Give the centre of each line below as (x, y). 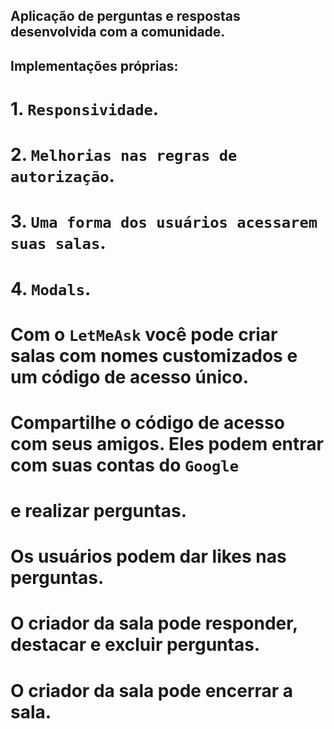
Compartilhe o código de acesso (147, 422)
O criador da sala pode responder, (154, 623)
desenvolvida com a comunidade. (118, 32)
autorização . (62, 176)
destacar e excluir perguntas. (135, 645)
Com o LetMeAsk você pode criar (144, 334)
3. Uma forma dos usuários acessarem (164, 221)
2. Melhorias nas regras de (124, 155)
